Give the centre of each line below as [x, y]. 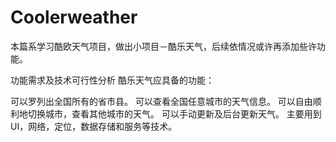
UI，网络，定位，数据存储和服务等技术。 [94, 126]
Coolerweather [74, 17]
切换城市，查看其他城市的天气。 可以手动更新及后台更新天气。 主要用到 [174, 113]
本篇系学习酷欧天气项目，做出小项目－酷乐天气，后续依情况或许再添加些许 [163, 46]
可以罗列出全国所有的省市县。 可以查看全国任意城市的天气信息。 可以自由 [161, 101]
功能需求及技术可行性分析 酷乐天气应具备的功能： [112, 80]
